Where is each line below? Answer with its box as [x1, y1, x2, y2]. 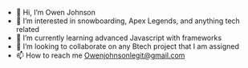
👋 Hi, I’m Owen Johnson [15, 8, 96, 17]
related [15, 25, 40, 34]
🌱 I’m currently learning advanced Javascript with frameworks [15, 33, 222, 42]
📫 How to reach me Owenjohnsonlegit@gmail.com [15, 50, 185, 60]
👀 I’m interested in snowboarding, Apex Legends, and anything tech [15, 16, 241, 26]
